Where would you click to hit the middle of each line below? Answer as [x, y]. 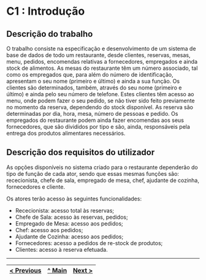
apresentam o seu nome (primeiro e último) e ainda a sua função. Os [93, 81]
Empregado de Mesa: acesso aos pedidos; [69, 223]
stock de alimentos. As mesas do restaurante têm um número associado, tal [102, 68]
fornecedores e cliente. [36, 187]
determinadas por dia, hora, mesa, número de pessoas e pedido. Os [92, 114]
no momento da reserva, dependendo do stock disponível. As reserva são [100, 107]
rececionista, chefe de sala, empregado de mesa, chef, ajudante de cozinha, [103, 180]
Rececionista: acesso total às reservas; [65, 210]
